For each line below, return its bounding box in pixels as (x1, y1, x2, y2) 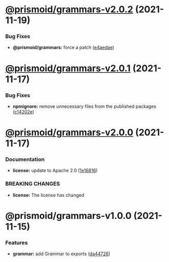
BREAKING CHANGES (5, 180, 60, 188)
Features (5, 239, 28, 246)
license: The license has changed (12, 192, 84, 198)
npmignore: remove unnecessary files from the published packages (12, 103, 157, 109)
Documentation (5, 156, 45, 163)
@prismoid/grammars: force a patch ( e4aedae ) (12, 45, 115, 51)
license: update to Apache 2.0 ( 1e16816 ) (12, 168, 98, 174)
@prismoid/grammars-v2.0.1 (5, 63, 131, 74)
